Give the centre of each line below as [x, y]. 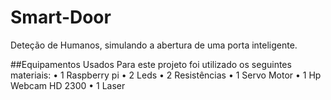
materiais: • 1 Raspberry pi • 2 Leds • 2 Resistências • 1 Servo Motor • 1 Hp [166, 75]
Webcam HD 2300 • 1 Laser [68, 85]
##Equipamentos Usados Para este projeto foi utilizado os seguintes [151, 64]
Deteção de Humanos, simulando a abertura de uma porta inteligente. [154, 45]
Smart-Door [61, 17]
